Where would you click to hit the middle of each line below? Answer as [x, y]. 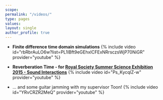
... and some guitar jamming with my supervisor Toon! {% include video [85, 87]
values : [13, 24]
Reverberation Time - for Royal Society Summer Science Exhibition [83, 67]
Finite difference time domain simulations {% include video [74, 47]
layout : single [21, 28]
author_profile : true [27, 33]
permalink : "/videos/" [28, 14]
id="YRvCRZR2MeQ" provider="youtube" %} [58, 92]
